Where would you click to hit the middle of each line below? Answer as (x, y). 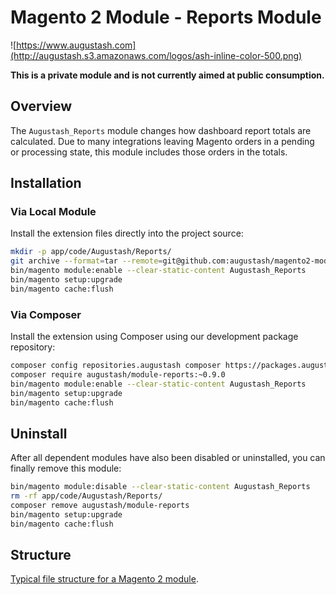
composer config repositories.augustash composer (116, 366)
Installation (46, 183)
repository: (33, 347)
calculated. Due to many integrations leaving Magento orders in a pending (162, 141)
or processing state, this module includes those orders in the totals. (149, 152)
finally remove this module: (66, 468)
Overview (41, 106)
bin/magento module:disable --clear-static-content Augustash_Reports (160, 487)
